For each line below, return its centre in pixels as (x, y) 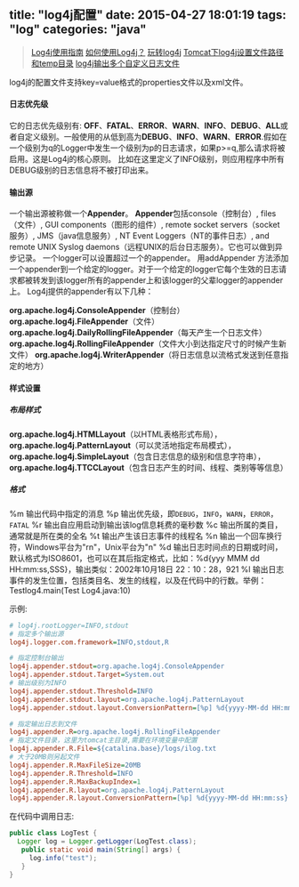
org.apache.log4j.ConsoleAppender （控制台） (97, 310)
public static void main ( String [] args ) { (101, 850)
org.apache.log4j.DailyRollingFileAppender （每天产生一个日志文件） (138, 333)
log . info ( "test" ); (63, 858)
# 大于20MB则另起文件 (44, 757)
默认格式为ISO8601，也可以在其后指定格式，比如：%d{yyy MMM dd (135, 558)
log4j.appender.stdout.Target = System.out (87, 675)
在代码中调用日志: (42, 817)
